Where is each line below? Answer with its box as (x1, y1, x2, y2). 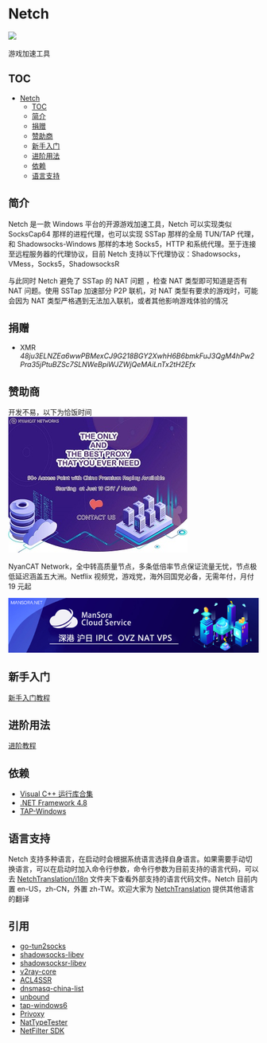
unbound (19, 992, 50, 1002)
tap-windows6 (19, 1000, 68, 1010)
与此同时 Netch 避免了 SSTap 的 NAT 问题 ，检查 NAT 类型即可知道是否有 (8, 275, 248, 285)
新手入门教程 (8, 693, 50, 702)
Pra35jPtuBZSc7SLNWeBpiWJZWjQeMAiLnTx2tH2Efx (19, 360, 196, 369)
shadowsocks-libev (19, 949, 84, 959)
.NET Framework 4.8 (19, 798, 87, 808)
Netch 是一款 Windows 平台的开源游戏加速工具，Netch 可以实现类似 (8, 219, 232, 229)
